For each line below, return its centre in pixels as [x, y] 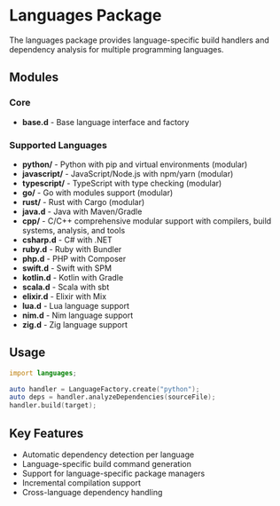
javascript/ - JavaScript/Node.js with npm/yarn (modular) [128, 173]
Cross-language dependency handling [92, 493]
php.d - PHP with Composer [74, 258]
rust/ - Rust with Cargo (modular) [83, 202]
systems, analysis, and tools [74, 230]
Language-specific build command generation [107, 464]
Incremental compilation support [82, 483]
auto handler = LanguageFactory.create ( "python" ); [105, 389]
